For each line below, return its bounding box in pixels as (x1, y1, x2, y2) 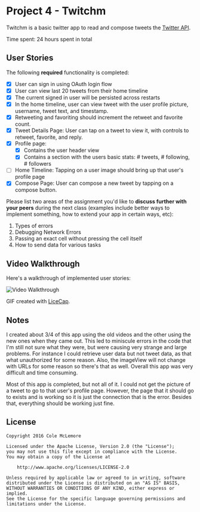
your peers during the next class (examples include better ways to (6, 205, 170, 212)
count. (14, 121, 31, 128)
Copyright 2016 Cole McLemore (6, 432, 82, 439)
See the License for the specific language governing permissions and (6, 495, 186, 502)
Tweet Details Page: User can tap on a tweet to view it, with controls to (14, 127, 189, 134)
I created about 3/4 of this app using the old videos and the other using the (6, 331, 191, 339)
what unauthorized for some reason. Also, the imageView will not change (6, 356, 186, 364)
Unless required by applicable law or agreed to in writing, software (6, 474, 186, 481)
